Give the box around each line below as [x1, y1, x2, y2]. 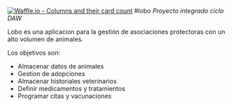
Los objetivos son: [7, 49, 61, 57]
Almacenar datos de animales [17, 62, 104, 70]
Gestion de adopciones [17, 70, 86, 78]
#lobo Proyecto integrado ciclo [133, 7, 224, 15]
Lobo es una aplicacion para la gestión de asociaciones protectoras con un [7, 28, 226, 36]
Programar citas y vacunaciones [17, 92, 111, 100]
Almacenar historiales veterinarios [17, 77, 117, 85]
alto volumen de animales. [7, 35, 83, 43]
